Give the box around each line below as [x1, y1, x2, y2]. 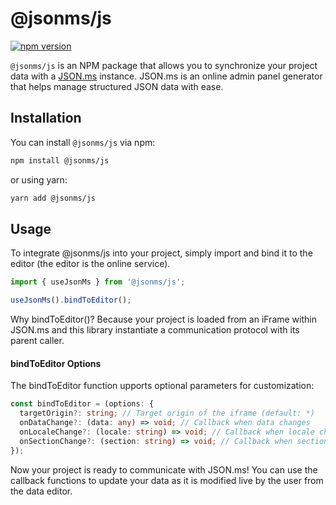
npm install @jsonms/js [10, 155, 110, 166]
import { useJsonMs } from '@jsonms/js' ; [10, 277, 186, 287]
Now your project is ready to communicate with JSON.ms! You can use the [10, 463, 318, 476]
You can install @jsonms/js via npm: [10, 136, 156, 148]
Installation [10, 110, 82, 127]
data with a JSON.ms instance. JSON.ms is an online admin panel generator [10, 70, 323, 82]
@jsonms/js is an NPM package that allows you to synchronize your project [10, 59, 318, 71]
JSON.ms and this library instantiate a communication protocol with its [10, 324, 300, 336]
